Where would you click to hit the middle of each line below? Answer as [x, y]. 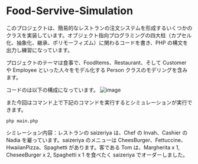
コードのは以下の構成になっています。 [52, 90]
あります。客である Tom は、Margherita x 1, [127, 147]
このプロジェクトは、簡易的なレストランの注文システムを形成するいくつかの [99, 28]
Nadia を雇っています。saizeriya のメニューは [61, 140]
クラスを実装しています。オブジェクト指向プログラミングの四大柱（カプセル [99, 35]
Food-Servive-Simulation [70, 11]
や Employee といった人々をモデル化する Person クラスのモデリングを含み [97, 70]
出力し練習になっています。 [39, 50]
